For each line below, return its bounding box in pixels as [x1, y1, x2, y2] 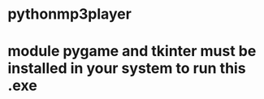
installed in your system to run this [7, 59, 246, 78]
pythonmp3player [7, 5, 132, 24]
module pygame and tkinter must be [7, 42, 257, 61]
